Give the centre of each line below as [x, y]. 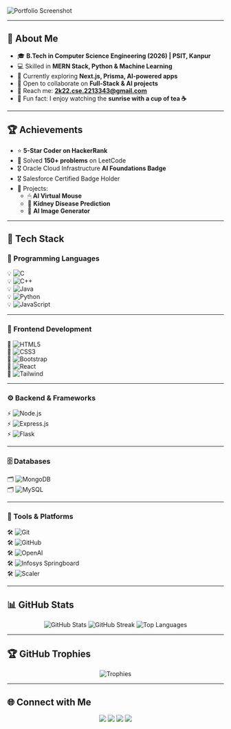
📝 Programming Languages [53, 258]
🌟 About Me [33, 39]
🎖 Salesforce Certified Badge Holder [68, 178]
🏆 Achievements [45, 130]
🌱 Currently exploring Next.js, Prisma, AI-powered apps [97, 76]
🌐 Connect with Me [49, 702]
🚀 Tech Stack [36, 239]
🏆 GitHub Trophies [49, 654]
